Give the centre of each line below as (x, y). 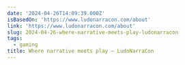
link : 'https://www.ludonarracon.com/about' (71, 26)
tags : (15, 39)
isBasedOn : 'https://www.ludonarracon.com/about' (79, 20)
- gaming (26, 45)
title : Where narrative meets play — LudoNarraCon (81, 51)
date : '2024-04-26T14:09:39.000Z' (56, 13)
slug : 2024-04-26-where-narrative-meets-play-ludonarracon (93, 32)
